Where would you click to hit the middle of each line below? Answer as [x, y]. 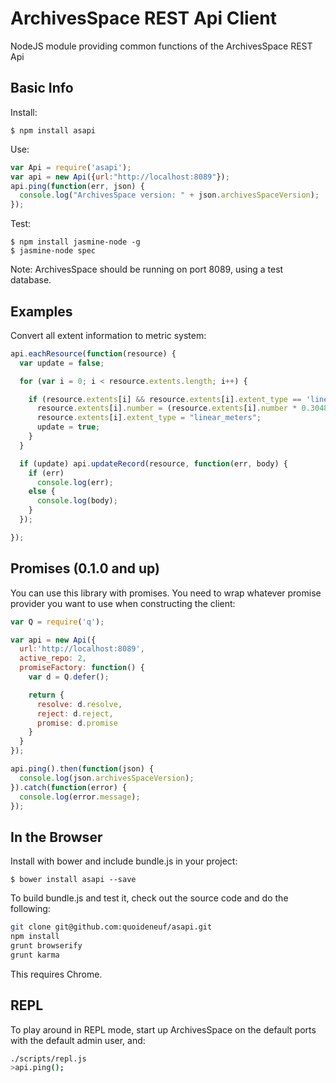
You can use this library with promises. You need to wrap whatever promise [166, 593]
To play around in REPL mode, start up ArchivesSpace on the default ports [163, 1029]
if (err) [46, 473]
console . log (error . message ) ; [80, 797]
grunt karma [35, 955]
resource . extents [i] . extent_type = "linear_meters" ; [149, 418]
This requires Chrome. [56, 974]
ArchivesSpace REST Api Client [143, 18]
